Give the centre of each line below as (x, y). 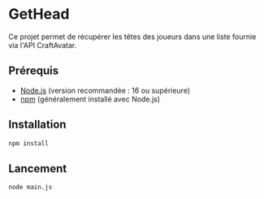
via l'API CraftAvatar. (43, 45)
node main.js (30, 188)
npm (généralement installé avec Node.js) (90, 99)
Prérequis (34, 71)
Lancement (38, 169)
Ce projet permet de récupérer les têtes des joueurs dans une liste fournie (132, 37)
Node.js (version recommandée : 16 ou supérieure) (105, 90)
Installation (37, 125)
